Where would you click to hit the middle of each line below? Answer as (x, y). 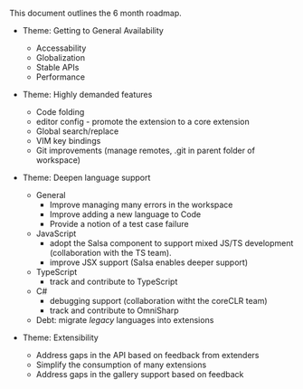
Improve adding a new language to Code (125, 214)
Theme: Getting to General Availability (93, 30)
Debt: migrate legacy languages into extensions (125, 320)
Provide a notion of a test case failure (119, 224)
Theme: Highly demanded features (87, 95)
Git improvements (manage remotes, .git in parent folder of (146, 150)
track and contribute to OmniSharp (114, 310)
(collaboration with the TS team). (110, 253)
